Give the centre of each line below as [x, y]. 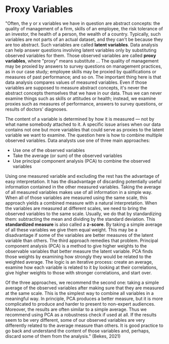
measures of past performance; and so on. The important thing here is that [83, 77]
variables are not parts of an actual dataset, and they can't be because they [84, 39]
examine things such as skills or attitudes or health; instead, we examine [80, 98]
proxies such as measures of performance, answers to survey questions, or [84, 104]
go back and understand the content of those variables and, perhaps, [78, 331]
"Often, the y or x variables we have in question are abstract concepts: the [83, 23]
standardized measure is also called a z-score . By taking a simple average [84, 224]
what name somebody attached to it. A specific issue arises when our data [83, 124]
